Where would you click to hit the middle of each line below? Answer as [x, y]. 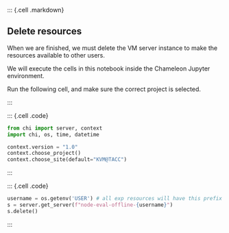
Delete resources [45, 31]
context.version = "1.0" [43, 147]
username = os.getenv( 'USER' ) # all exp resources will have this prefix [115, 199]
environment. [26, 75]
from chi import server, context [55, 128]
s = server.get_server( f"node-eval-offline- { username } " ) [90, 205]
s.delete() [23, 211]
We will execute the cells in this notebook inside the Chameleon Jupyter [109, 69]
